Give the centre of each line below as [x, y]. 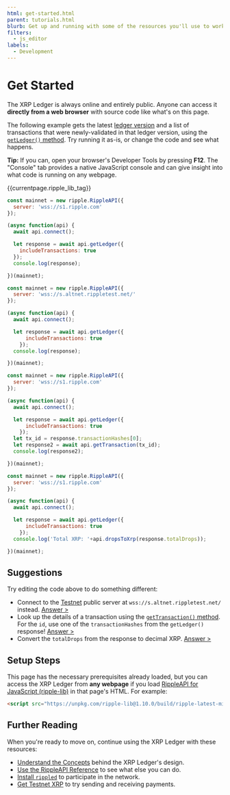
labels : [18, 45]
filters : [20, 33]
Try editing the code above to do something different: [82, 589]
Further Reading [42, 725]
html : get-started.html [41, 13]
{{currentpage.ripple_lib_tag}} [49, 188]
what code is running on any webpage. [62, 175]
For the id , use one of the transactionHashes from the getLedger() [110, 624]
